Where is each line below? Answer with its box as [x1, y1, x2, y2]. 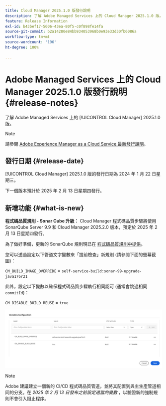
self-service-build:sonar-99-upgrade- [61, 269, 142, 274]
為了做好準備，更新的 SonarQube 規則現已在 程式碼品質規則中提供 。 [5, 241, 146, 247]
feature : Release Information [5, 18, 68, 23]
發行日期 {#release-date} [5, 157, 84, 165]
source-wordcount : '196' [5, 40, 57, 45]
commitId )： [5, 290, 29, 296]
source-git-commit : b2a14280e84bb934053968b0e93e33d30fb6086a [5, 29, 137, 34]
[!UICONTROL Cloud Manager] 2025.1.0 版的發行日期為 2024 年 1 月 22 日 [5, 171, 157, 177]
